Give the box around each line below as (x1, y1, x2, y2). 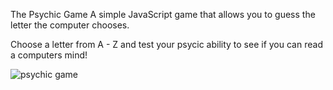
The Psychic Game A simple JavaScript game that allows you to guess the (10, 9, 316, 20)
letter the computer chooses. (10, 19, 130, 31)
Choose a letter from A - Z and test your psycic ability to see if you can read (10, 39, 323, 50)
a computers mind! (10, 49, 88, 61)
